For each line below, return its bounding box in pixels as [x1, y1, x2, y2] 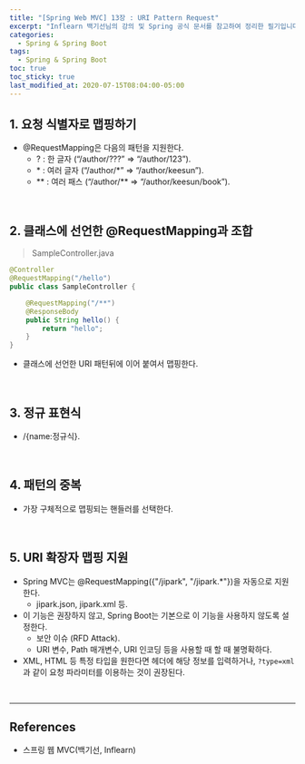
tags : [9, 47, 30, 56]
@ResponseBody [25, 307, 79, 316]
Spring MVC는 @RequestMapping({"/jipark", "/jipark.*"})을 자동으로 [22, 575, 272, 586]
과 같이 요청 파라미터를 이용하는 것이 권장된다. [22, 666, 186, 677]
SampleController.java [31, 248, 115, 259]
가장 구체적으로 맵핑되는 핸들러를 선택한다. [22, 503, 174, 514]
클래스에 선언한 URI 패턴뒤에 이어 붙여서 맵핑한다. [22, 358, 199, 369]
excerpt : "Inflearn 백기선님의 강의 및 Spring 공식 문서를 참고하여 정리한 [9, 22, 264, 31]
